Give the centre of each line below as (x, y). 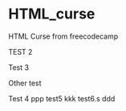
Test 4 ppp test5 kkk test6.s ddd (62, 98)
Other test (25, 83)
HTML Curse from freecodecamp (63, 36)
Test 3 (19, 67)
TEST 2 (20, 51)
